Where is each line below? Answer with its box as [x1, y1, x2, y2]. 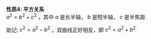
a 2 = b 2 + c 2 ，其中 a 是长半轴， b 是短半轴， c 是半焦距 [6, 12, 146, 20]
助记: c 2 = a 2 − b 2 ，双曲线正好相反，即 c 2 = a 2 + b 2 [6, 25, 136, 33]
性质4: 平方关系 [6, 6, 45, 12]
